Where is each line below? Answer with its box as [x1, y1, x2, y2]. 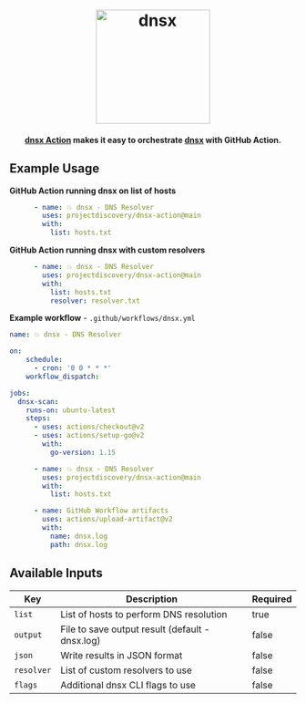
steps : [25, 414, 51, 423]
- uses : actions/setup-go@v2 [33, 431, 145, 440]
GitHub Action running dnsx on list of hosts [9, 185, 176, 196]
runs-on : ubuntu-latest [25, 406, 117, 415]
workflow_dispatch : [25, 372, 100, 381]
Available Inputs [9, 565, 103, 581]
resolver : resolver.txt [49, 296, 141, 305]
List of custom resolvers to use [60, 664, 193, 677]
